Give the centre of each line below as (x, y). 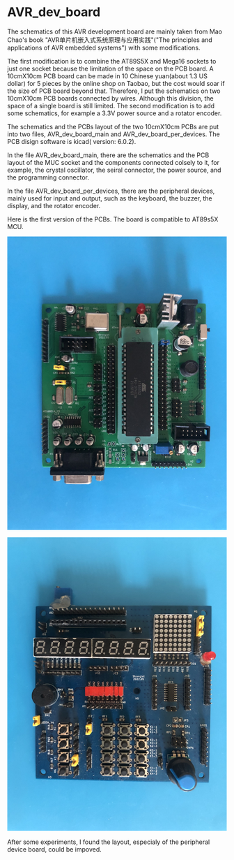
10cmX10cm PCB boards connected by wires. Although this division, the (110, 98)
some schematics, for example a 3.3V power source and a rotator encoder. (115, 113)
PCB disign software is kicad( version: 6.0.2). (72, 141)
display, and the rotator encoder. (54, 205)
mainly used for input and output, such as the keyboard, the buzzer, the (110, 198)
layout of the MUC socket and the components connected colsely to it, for (114, 162)
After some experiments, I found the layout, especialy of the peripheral (109, 842)
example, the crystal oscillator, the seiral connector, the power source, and (114, 170)
